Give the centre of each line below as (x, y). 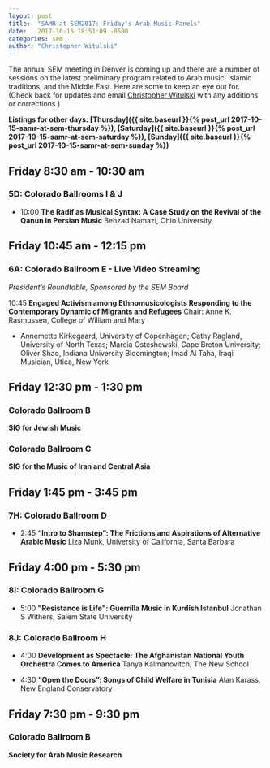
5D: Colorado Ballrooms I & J (66, 194)
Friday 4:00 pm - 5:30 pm (75, 567)
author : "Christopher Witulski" (63, 46)
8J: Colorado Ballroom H (58, 637)
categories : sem (36, 39)
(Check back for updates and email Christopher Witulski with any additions (133, 95)
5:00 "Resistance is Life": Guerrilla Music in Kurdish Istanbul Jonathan (141, 608)
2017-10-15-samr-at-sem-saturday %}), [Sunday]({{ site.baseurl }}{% (130, 137)
